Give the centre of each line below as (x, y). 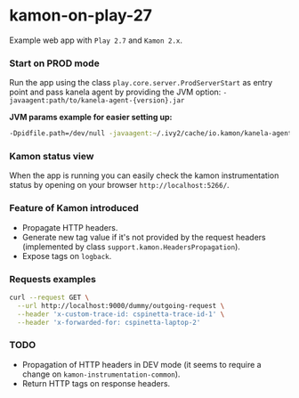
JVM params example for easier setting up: (91, 118)
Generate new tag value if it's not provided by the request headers (144, 237)
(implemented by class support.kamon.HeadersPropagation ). (131, 247)
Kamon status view (52, 157)
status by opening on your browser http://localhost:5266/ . (119, 185)
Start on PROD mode (54, 63)
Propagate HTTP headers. (70, 227)
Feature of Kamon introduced (74, 208)
